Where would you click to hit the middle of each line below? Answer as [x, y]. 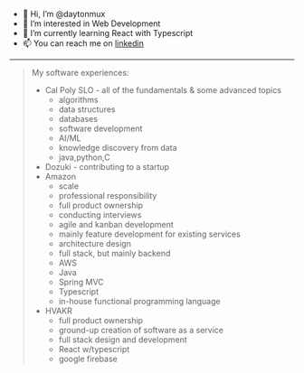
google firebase [88, 359]
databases [78, 119]
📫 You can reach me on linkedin [83, 43]
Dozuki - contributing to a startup [107, 167]
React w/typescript [94, 349]
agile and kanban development [116, 224]
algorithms [78, 100]
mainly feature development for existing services [150, 234]
